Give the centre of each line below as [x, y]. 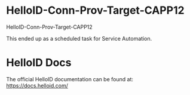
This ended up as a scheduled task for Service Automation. [79, 38]
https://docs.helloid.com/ [37, 85]
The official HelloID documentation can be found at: [70, 79]
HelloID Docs [39, 63]
